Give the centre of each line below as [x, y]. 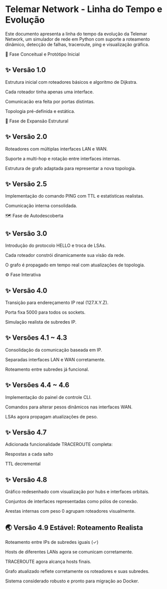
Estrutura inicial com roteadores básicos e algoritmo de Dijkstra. [71, 82]
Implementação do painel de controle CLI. [48, 397]
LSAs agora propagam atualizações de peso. [52, 416]
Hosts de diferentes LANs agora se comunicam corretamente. [69, 552]
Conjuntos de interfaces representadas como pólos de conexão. [71, 501]
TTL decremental [23, 464]
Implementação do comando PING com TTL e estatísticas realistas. [75, 196]
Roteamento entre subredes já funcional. [47, 369]
